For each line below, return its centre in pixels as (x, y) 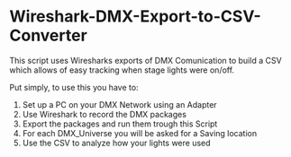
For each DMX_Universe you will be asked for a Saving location (140, 133)
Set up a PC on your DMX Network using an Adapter (120, 104)
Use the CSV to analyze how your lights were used (116, 143)
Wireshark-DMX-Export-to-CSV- (135, 17)
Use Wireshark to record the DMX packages (105, 114)
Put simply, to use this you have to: (74, 87)
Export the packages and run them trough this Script (120, 124)
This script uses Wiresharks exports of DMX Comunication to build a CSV (145, 60)
